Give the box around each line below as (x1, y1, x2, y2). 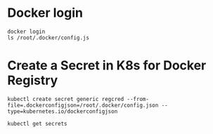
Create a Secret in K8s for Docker (7, 58, 207, 74)
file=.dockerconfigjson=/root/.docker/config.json (7, 102, 159, 109)
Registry (7, 72, 58, 88)
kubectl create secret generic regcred (7, 95, 124, 102)
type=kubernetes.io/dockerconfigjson (7, 107, 118, 115)
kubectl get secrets (7, 120, 68, 127)
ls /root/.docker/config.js (7, 34, 90, 41)
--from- (127, 95, 150, 102)
